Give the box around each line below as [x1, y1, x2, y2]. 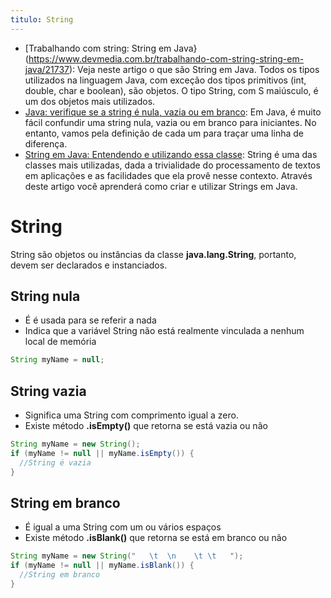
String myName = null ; [10, 355, 105, 365]
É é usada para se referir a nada [24, 314, 157, 326]
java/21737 [24, 63, 70, 75]
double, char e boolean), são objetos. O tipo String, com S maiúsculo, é [24, 84, 319, 96]
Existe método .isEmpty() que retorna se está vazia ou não [24, 420, 268, 432]
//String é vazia [19, 457, 92, 468]
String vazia [10, 382, 87, 400]
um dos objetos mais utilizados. [24, 95, 156, 107]
